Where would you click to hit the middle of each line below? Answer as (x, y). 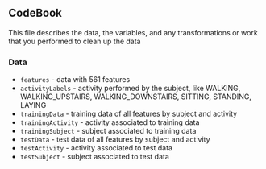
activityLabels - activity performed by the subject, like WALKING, (130, 89)
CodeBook (35, 13)
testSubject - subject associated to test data (94, 157)
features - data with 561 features (75, 80)
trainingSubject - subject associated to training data (108, 131)
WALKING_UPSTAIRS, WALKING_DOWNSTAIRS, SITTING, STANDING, (136, 97)
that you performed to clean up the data (75, 41)
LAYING (33, 105)
